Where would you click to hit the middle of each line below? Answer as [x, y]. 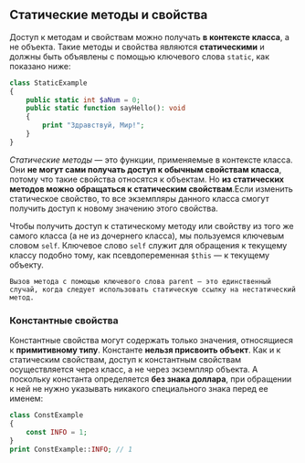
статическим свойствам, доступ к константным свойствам [126, 360]
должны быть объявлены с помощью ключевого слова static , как [140, 56]
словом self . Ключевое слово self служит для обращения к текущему [148, 245]
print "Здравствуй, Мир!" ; [94, 126]
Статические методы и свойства [109, 15]
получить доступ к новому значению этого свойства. [114, 208]
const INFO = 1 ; [57, 432]
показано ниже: [40, 66]
